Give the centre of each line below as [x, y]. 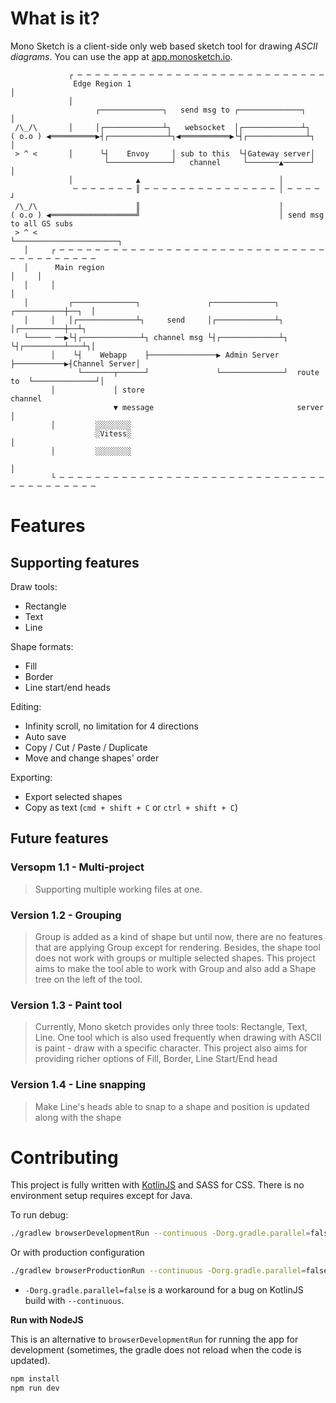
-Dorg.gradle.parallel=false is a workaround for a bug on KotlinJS [164, 1290]
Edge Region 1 [102, 83]
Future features [59, 838]
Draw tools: [34, 586]
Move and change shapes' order [92, 758]
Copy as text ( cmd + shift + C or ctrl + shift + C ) [131, 807]
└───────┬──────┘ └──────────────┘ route [198, 372]
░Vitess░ [113, 433]
